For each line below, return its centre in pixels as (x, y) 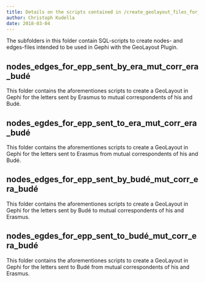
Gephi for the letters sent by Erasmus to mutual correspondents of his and (99, 97)
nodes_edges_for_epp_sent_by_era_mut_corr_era (103, 66)
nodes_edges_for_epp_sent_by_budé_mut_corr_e (103, 180)
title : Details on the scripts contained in (64, 12)
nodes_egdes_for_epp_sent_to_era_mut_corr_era (102, 123)
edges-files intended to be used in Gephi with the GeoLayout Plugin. (92, 47)
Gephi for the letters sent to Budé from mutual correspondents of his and (98, 267)
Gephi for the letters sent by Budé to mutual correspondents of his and (95, 210)
